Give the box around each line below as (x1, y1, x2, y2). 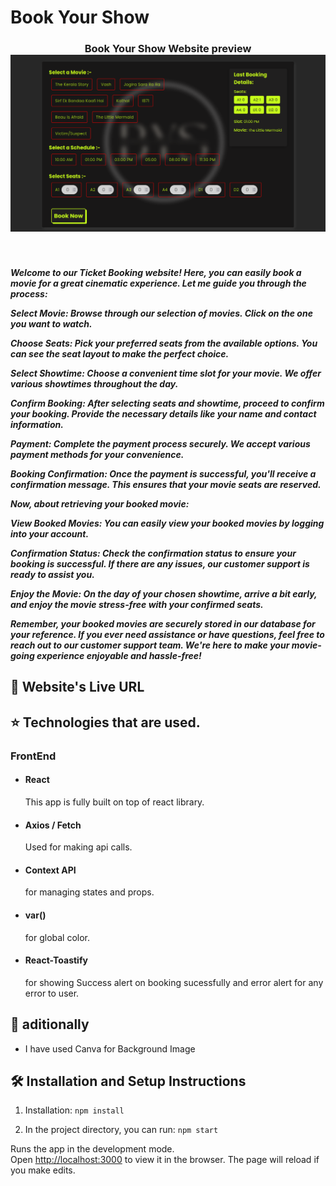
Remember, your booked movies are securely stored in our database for (10, 618, 316, 630)
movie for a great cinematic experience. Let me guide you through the (10, 277, 307, 290)
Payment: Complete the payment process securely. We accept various (10, 438, 311, 450)
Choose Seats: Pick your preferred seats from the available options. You (10, 337, 318, 350)
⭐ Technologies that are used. (10, 714, 201, 731)
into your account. (10, 528, 90, 540)
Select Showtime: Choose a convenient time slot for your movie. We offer (10, 367, 322, 380)
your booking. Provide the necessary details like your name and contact (10, 408, 317, 420)
